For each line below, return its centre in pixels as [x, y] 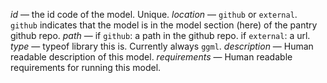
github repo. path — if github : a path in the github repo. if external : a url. [160, 35]
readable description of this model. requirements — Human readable [151, 57]
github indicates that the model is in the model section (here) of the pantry [164, 25]
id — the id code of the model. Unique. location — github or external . [154, 14]
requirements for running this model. [86, 67]
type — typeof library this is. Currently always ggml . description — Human [162, 46]
